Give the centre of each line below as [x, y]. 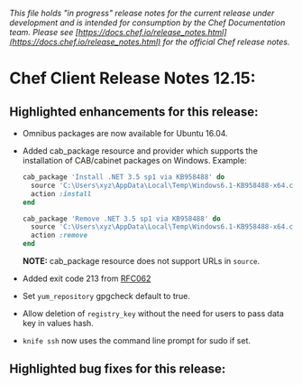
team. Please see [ [44, 32]
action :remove [59, 235]
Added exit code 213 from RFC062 [87, 278]
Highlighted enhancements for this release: [134, 112]
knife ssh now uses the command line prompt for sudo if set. [136, 341]
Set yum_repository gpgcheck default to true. [106, 296]
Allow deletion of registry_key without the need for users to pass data [153, 314]
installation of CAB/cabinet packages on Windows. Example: [134, 160]
